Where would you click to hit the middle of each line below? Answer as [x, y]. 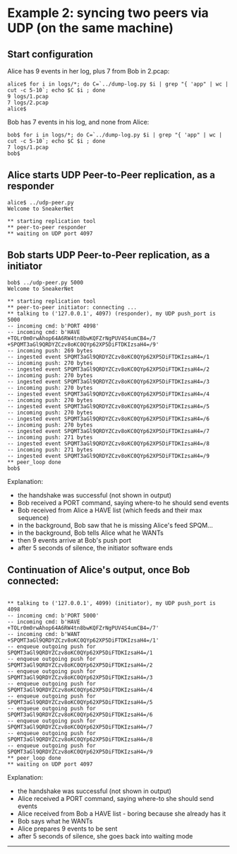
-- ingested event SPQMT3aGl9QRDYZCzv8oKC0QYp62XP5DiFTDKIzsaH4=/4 [109, 394]
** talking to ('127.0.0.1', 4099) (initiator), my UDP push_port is [112, 604]
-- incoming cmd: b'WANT [44, 635]
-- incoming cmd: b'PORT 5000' [53, 616]
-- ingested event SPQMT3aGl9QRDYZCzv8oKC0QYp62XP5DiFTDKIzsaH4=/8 [109, 444]
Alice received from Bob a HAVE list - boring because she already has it [122, 814]
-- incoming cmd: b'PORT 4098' [53, 326]
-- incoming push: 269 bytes [50, 351]
